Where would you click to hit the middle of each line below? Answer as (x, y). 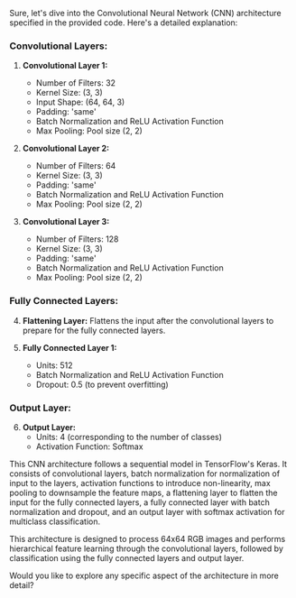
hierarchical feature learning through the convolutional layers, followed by (147, 548)
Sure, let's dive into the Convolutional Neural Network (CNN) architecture (145, 13)
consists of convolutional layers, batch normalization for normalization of (145, 474)
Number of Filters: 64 (76, 166)
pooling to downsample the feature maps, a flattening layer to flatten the (143, 492)
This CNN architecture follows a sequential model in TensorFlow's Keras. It (148, 464)
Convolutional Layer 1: (65, 66)
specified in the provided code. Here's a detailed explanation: (124, 23)
